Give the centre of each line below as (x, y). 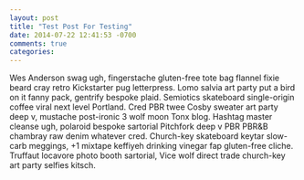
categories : (32, 52)
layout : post (34, 18)
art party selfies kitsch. (52, 165)
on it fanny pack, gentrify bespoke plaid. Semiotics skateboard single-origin (152, 98)
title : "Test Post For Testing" (71, 26)
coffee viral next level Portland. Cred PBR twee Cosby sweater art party (144, 107)
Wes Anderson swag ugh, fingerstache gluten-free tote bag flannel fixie (145, 78)
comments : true (38, 43)
